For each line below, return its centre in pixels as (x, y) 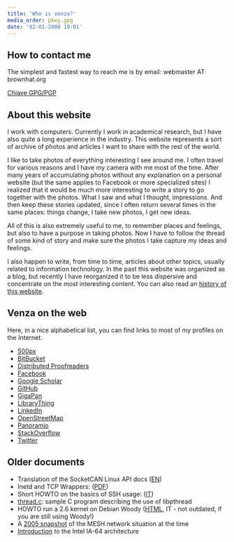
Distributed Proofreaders (53, 366)
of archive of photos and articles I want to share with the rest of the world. (114, 147)
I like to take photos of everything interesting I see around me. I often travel (115, 160)
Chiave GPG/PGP (32, 93)
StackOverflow (39, 433)
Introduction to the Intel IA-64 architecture (78, 531)
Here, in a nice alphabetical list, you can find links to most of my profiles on (115, 330)
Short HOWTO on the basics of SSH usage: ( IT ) (85, 494)
